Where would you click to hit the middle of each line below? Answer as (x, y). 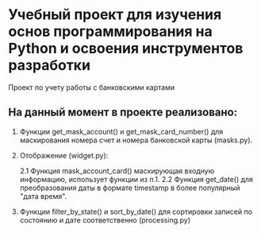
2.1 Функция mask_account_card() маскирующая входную (117, 171)
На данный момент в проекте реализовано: (123, 113)
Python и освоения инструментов (126, 49)
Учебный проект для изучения (115, 15)
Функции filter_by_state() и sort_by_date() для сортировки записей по (136, 212)
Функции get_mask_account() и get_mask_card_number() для (121, 131)
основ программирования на (110, 31)
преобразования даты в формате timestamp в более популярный (130, 188)
